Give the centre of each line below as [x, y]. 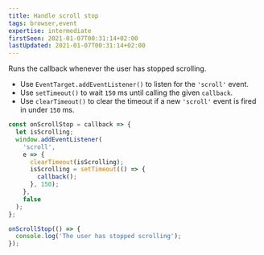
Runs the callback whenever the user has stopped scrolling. [107, 68]
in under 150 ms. [47, 110]
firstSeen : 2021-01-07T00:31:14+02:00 [73, 38]
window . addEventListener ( [59, 139]
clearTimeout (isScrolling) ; [77, 162]
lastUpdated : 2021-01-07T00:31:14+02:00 [77, 46]
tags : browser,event [43, 23]
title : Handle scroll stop [54, 16]
